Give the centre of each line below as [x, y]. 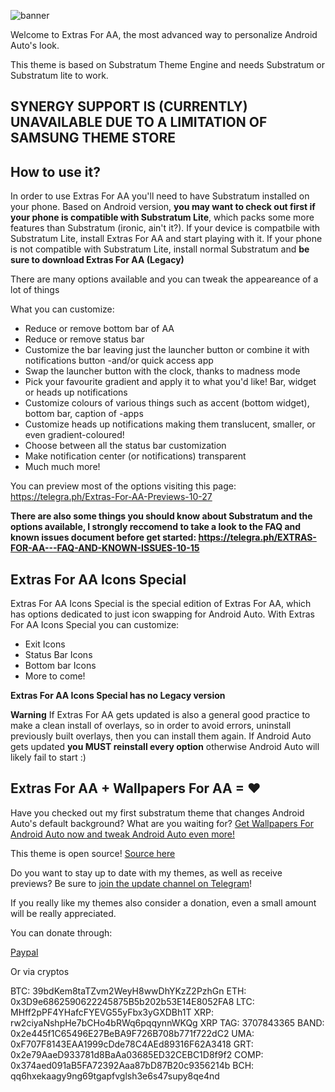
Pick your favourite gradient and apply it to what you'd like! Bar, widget [170, 382]
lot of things [35, 290]
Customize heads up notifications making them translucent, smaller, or [170, 424]
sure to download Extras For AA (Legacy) [97, 260]
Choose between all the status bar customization [125, 446]
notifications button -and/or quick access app [119, 361]
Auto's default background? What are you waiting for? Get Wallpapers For [162, 823]
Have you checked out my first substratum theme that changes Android [157, 812]
